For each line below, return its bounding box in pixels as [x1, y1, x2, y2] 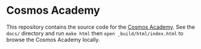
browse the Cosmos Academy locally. [6, 36, 100, 43]
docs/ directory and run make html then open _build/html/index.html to [6, 29, 184, 36]
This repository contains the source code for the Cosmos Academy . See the [6, 23, 195, 30]
